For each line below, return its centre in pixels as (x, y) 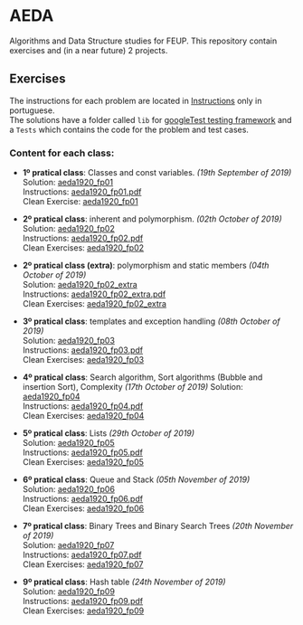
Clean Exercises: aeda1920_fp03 (83, 360)
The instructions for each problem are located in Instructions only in (136, 100)
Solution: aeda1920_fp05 (68, 443)
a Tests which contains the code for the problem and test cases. (129, 129)
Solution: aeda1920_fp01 (68, 183)
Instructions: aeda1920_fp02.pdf (83, 238)
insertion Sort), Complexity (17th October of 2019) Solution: (133, 387)
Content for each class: (62, 153)
